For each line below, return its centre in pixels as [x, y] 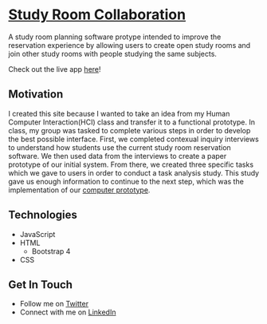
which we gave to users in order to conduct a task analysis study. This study [134, 172]
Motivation [36, 95]
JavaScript [37, 234]
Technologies [43, 215]
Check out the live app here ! [55, 69]
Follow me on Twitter [54, 304]
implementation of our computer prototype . [79, 190]
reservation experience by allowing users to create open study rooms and [130, 45]
